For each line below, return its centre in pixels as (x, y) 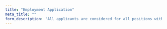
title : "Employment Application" (40, 10)
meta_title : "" (21, 14)
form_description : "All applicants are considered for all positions (79, 19)
